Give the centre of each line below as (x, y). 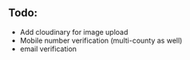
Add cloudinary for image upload (74, 32)
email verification (48, 49)
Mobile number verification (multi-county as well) (101, 40)
